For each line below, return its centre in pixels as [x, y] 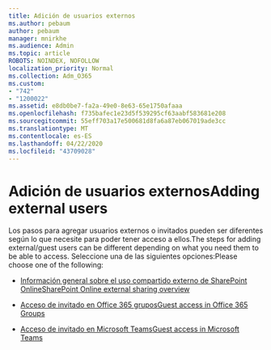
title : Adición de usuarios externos [72, 16]
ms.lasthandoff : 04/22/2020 [56, 143]
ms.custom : [27, 83]
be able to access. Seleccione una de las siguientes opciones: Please [123, 256]
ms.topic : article [39, 53]
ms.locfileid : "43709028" [52, 151]
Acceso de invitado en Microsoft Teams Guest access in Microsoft [130, 329]
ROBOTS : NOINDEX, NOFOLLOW [54, 61]
